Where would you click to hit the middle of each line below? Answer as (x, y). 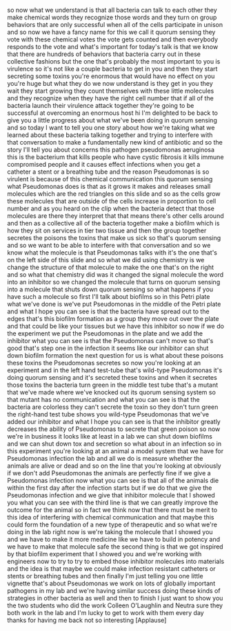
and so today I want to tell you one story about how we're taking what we (111, 128)
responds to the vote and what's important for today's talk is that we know (113, 47)
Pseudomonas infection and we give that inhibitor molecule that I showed (111, 495)
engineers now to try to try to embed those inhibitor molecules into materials (116, 561)
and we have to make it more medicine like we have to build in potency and (114, 539)
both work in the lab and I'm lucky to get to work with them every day (106, 613)
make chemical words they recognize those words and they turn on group (112, 17)
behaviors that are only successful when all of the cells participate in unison (115, 25)
